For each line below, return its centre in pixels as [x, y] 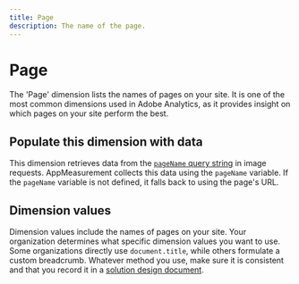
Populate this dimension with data [106, 142]
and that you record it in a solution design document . [107, 270]
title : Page [31, 17]
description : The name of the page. [77, 26]
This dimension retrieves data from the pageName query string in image [138, 163]
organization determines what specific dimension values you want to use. [145, 241]
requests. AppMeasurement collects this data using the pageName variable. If [149, 173]
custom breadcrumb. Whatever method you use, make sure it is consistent [147, 261]
